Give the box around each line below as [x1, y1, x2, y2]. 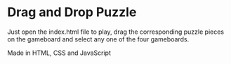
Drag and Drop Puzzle [7, 4, 137, 20]
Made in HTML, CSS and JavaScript [7, 49, 111, 57]
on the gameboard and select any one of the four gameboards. [7, 34, 190, 43]
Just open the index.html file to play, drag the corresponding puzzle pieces [7, 27, 225, 36]
